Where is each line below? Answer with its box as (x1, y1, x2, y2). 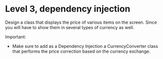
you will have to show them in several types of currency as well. (5, 24, 135, 30)
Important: (5, 34, 26, 40)
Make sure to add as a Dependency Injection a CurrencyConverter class (12, 43, 158, 49)
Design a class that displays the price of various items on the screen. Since (5, 19, 157, 25)
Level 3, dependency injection (5, 3, 131, 15)
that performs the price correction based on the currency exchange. (12, 48, 151, 54)
